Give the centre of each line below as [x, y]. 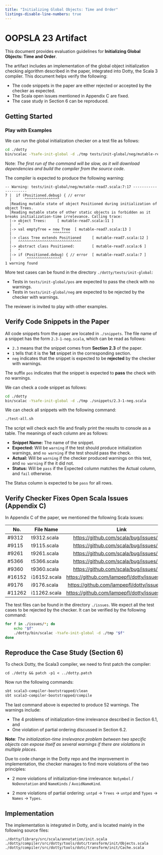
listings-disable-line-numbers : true [43, 14]
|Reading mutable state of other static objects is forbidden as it [80, 212]
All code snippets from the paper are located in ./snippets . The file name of [81, 333]
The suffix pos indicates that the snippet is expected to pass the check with [81, 373]
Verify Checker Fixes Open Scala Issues [67, 498]
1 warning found [21, 263]
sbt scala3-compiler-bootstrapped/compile [49, 696]
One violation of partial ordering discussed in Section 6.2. [70, 730]
